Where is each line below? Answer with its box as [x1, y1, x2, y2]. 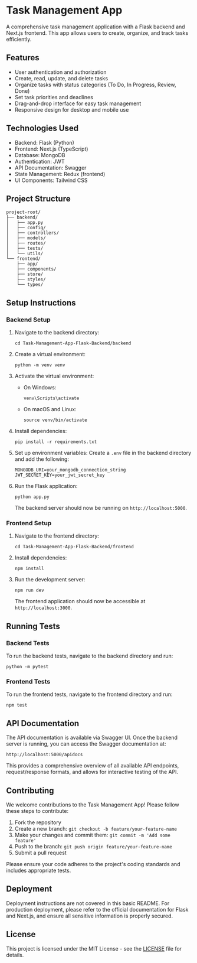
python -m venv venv [14, 362, 65, 368]
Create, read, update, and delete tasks [14, 74, 108, 82]
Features [6, 53, 40, 63]
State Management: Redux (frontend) [14, 170, 106, 177]
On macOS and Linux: [23, 406, 77, 413]
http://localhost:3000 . [14, 604, 73, 611]
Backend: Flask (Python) [14, 139, 75, 146]
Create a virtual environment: [14, 351, 86, 358]
